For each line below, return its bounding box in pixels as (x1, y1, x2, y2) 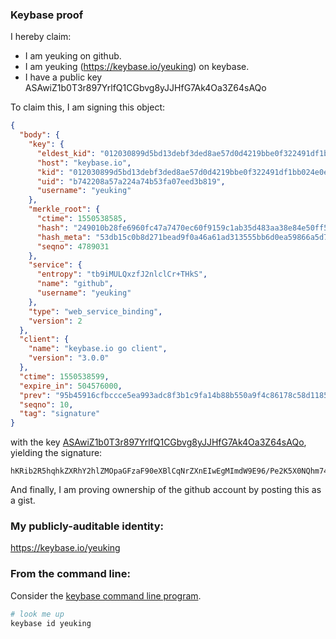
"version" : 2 (28, 316, 83, 326)
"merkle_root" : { (28, 204, 101, 215)
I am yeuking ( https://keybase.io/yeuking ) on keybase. (24, 61, 250, 73)
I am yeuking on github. (24, 50, 122, 62)
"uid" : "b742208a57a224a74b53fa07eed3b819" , (36, 176, 226, 187)
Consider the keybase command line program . (10, 589, 202, 602)
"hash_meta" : (36, 232, 92, 242)
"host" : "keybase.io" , (36, 158, 132, 168)
